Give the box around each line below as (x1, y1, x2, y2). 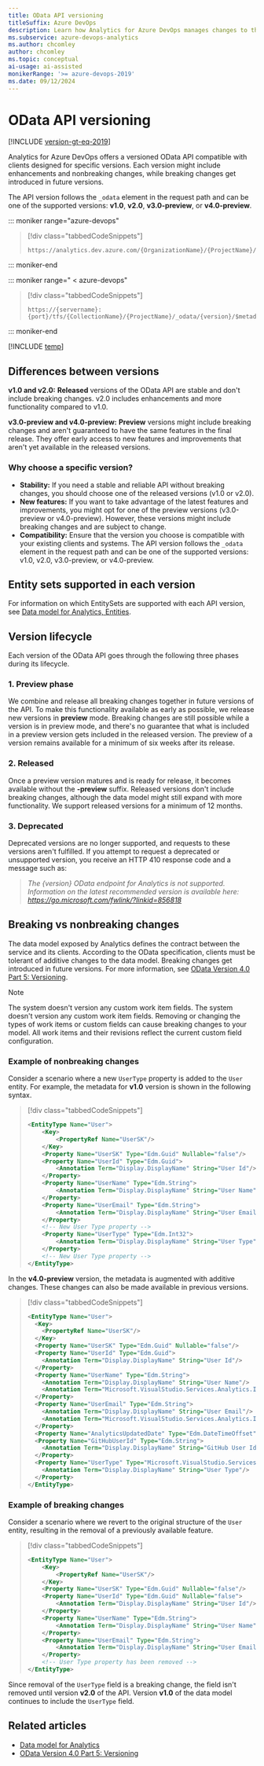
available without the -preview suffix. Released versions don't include (8, 784, 234, 794)
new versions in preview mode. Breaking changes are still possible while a (8, 713, 250, 723)
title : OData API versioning (8, 11, 104, 20)
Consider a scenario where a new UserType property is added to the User (8, 1074, 244, 1083)
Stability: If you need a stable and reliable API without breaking (19, 480, 225, 490)
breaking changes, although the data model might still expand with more (8, 792, 242, 802)
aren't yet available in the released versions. (8, 442, 151, 452)
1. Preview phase (8, 679, 74, 690)
